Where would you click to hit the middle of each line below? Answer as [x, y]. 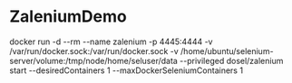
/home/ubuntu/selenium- [227, 51]
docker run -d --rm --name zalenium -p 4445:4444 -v [111, 41]
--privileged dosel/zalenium [232, 60]
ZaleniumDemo [68, 17]
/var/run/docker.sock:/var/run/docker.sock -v [94, 51]
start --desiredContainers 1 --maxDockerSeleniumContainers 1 [126, 70]
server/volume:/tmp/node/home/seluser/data [94, 60]
